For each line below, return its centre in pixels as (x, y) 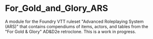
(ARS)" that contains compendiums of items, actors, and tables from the (77, 26)
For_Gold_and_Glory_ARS (56, 8)
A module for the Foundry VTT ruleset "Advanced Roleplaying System (74, 21)
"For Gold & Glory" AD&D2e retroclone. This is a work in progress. (70, 31)
